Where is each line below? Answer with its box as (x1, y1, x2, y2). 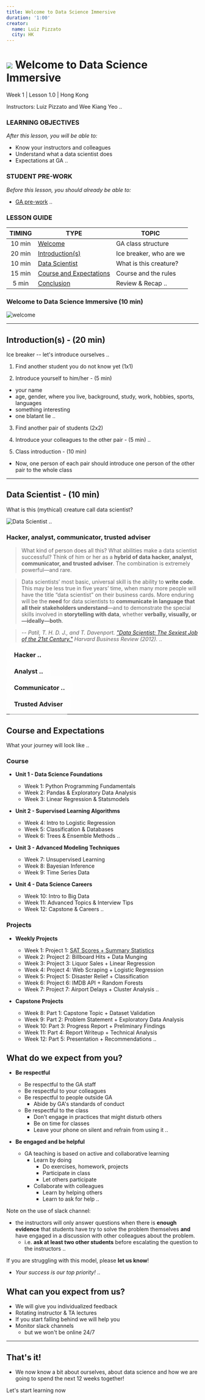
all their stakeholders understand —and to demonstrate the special (21, 604, 191, 612)
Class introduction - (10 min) (15, 448, 87, 455)
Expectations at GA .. (15, 157, 68, 164)
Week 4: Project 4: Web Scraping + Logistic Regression (24, 966, 164, 973)
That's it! (6, 1352, 41, 1363)
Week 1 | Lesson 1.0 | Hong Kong (6, 91, 89, 98)
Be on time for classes (33, 1120, 90, 1127)
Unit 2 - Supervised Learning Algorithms (15, 807, 120, 815)
